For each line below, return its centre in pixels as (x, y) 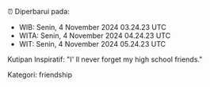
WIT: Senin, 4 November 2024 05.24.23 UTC (92, 44)
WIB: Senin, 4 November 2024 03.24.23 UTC (93, 27)
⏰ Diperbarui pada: (39, 11)
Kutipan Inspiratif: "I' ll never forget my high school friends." (105, 59)
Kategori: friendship (40, 75)
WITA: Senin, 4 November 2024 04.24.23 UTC (95, 36)
